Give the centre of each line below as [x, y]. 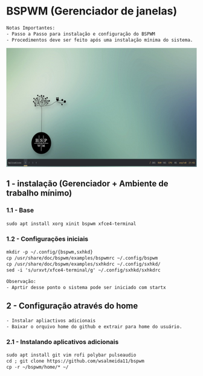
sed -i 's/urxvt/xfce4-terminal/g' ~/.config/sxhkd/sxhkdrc [84, 270]
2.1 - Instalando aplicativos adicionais [63, 342]
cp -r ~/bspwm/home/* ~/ [37, 367]
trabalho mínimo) [39, 193]
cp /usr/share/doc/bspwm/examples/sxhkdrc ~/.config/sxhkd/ [84, 264]
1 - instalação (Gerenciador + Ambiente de [87, 184]
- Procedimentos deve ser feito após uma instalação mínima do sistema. [100, 40]
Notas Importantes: [31, 28]
